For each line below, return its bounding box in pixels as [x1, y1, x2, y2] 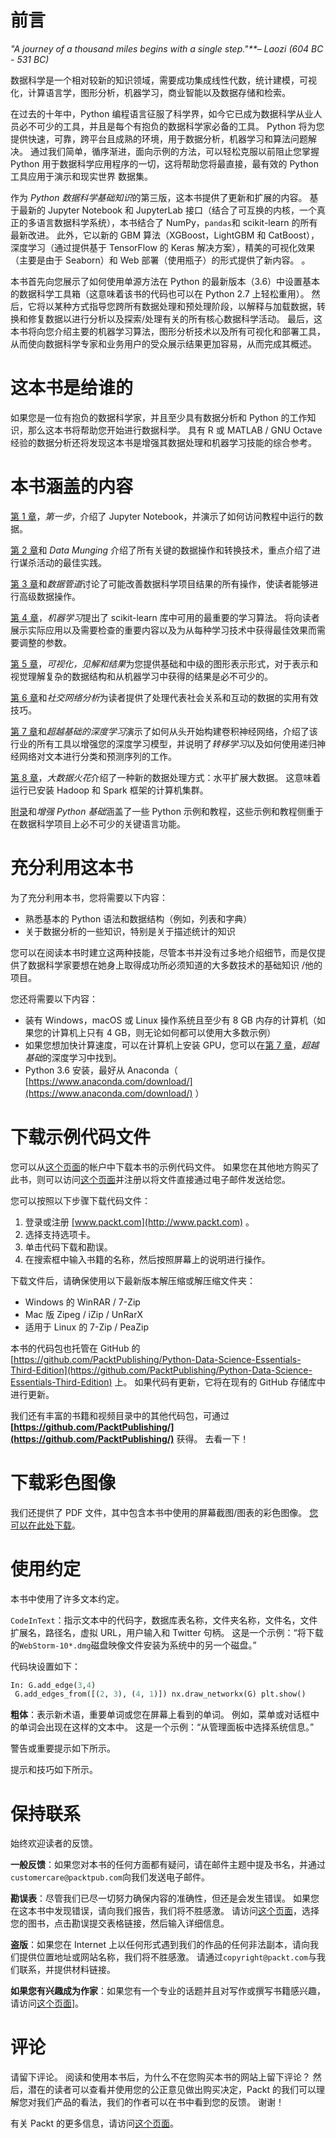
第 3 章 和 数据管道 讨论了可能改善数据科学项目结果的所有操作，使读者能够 [10, 577, 310, 590]
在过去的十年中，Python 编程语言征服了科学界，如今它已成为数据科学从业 [10, 107, 314, 120]
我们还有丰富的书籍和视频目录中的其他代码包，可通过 [10, 1409, 230, 1421]
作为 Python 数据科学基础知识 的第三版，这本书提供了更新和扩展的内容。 [10, 191, 308, 203]
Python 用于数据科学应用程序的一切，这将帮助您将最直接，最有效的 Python [10, 157, 319, 170]
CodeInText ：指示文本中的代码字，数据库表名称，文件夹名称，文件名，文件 [10, 1614, 318, 1626]
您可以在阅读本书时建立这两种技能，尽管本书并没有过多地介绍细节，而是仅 [10, 946, 317, 958]
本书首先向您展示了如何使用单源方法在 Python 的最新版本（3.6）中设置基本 [10, 275, 321, 287]
